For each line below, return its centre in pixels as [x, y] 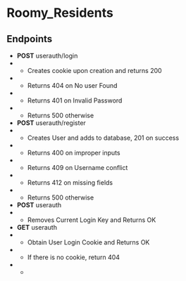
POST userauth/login [47, 55]
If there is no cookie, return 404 [74, 257]
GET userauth [37, 227]
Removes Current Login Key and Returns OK [92, 220]
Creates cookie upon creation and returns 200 [95, 71]
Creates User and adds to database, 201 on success [103, 138]
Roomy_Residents [60, 13]
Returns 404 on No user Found [72, 85]
